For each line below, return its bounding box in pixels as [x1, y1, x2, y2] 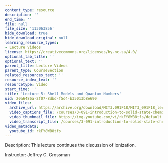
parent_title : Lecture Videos [5, 63, 68, 68]
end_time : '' [5, 17, 32, 22]
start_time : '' [5, 86, 37, 92]
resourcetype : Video [5, 82, 48, 87]
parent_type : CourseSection [5, 68, 64, 73]
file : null [5, 21, 28, 27]
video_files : [5, 101, 32, 106]
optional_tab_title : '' [5, 54, 55, 59]
